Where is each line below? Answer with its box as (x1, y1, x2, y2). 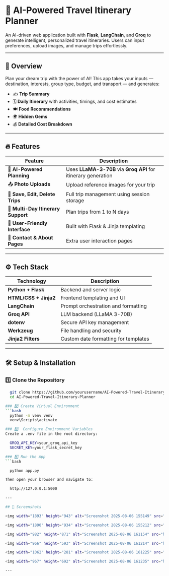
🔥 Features (5, 142, 40, 151)
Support (8, 211, 28, 218)
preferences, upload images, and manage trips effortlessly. (5, 42, 128, 48)
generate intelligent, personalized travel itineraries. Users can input (5, 37, 144, 43)
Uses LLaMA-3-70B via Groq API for (66, 166, 155, 173)
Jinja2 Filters (8, 335, 40, 342)
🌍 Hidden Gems (12, 113, 48, 119)
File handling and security (60, 327, 122, 334)
